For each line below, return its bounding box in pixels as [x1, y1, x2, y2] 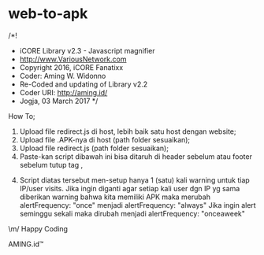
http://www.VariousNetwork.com [19, 54, 127, 64]
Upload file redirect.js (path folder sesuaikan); [19, 143, 169, 153]
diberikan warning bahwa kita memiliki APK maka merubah [19, 192, 211, 201]
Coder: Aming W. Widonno [19, 71, 106, 80]
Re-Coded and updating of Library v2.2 [19, 79, 148, 89]
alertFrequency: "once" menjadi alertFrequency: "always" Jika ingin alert [19, 200, 256, 209]
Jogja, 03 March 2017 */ [19, 96, 99, 105]
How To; [8, 111, 35, 120]
